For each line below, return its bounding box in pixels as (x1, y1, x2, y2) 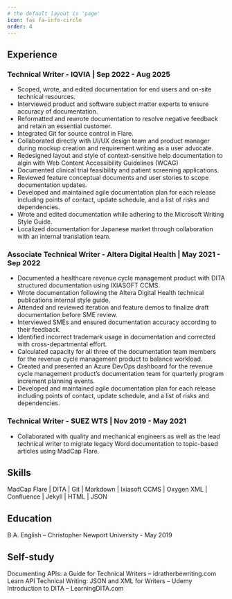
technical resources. (17, 93, 76, 101)
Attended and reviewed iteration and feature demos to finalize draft (17, 303, 209, 312)
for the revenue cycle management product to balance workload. (17, 355, 203, 364)
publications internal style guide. (17, 296, 111, 305)
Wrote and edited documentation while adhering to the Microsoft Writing (17, 211, 224, 219)
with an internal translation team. (17, 233, 111, 241)
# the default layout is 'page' (7, 10, 100, 17)
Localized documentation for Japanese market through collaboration (17, 225, 213, 233)
